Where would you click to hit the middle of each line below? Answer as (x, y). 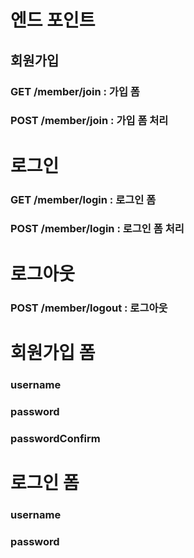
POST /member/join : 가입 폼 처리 (89, 121)
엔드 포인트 (53, 20)
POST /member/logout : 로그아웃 (89, 308)
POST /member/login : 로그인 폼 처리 (97, 229)
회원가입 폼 (53, 352)
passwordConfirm (55, 438)
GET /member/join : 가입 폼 (75, 91)
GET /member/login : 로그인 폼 (83, 199)
